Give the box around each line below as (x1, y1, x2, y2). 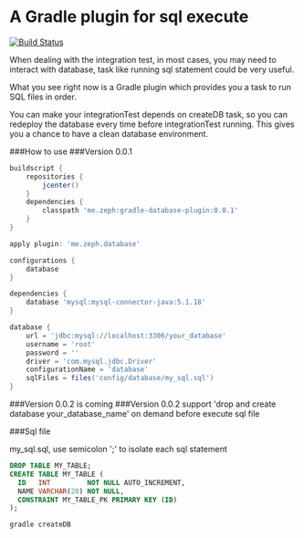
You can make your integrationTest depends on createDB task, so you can (9, 109, 288, 119)
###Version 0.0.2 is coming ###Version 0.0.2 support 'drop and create (9, 398, 277, 409)
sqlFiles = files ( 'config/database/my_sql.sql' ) (26, 374, 215, 383)
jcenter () (42, 181, 79, 190)
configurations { (9, 255, 76, 265)
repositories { (26, 171, 84, 181)
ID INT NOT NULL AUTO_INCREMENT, (17, 478, 185, 487)
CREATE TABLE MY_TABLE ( (9, 470, 104, 479)
